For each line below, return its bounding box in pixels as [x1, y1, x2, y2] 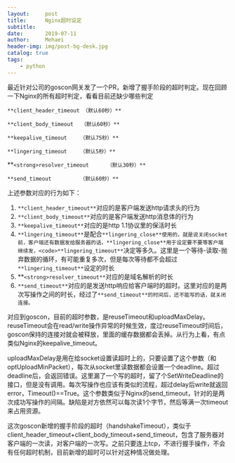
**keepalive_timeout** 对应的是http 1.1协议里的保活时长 [17, 221, 177, 229]
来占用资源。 [7, 406, 44, 415]
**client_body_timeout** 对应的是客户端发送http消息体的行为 [17, 212, 194, 220]
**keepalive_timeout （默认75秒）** [7, 134, 119, 141]
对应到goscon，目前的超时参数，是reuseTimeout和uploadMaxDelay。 [7, 312, 209, 321]
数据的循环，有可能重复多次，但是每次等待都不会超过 [23, 255, 177, 263]
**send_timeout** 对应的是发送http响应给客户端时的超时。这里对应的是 [17, 281, 221, 289]
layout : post [7, 10, 58, 18]
